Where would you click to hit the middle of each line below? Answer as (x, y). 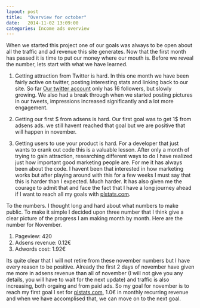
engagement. (31, 107)
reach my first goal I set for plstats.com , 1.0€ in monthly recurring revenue (97, 292)
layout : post (22, 12)
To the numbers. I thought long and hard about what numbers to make (93, 206)
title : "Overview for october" (46, 17)
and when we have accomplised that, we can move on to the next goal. (93, 298)
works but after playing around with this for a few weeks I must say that (103, 175)
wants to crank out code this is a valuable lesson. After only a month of (102, 150)
